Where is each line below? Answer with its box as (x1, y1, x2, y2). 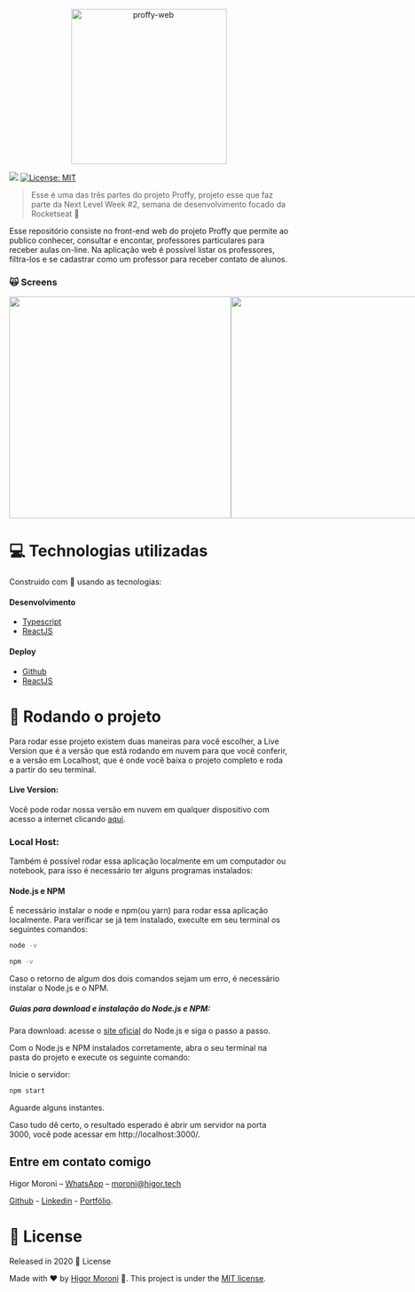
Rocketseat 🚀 (30, 208, 80, 219)
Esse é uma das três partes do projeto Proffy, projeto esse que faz (30, 190, 273, 200)
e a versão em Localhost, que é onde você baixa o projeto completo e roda (9, 755, 284, 765)
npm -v (9, 958, 34, 967)
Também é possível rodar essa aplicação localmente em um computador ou (9, 856, 286, 866)
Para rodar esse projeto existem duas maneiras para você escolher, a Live (9, 736, 279, 747)
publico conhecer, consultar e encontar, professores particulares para (9, 235, 265, 246)
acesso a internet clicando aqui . (9, 813, 126, 824)
